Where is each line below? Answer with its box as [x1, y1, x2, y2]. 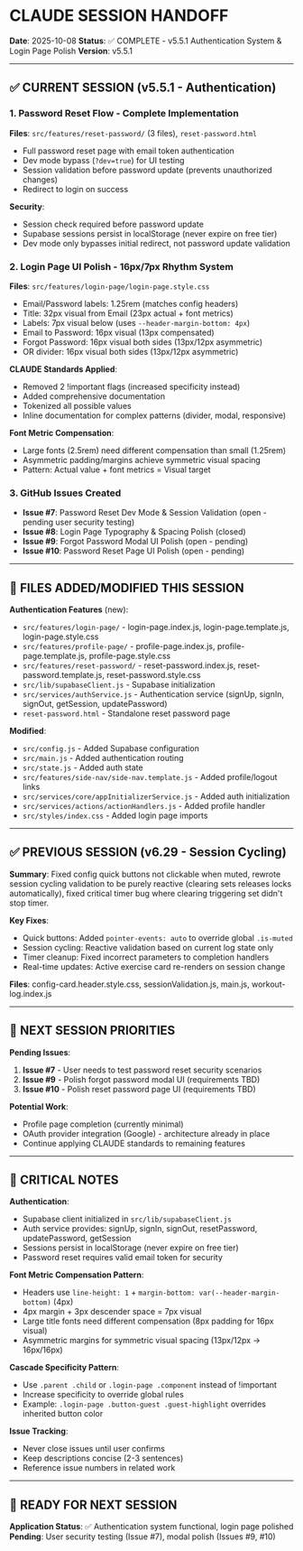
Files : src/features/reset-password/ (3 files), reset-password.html [9, 127, 257, 138]
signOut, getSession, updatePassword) [22, 699, 169, 710]
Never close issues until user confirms [22, 1444, 165, 1454]
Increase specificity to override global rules [22, 1389, 185, 1400]
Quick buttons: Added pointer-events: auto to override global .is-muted [22, 932, 293, 943]
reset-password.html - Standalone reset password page [22, 708, 231, 719]
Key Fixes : [9, 915, 50, 925]
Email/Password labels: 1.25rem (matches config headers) [22, 298, 239, 309]
